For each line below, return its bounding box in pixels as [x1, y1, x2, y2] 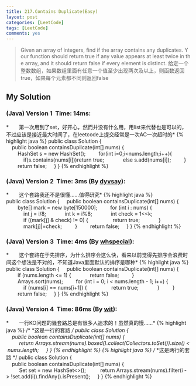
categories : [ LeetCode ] [6, 19, 64, 25]
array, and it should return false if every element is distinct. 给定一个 [25, 60, 189, 67]
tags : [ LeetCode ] [6, 25, 49, 31]
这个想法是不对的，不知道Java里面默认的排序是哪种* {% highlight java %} [11, 259, 189, 266]
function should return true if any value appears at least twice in [30, 53, 184, 60]
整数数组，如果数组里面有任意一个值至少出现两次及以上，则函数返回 [20, 67, 185, 74]
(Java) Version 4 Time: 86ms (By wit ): [6, 305, 118, 313]
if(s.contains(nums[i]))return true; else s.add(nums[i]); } [23, 156, 187, 163]
